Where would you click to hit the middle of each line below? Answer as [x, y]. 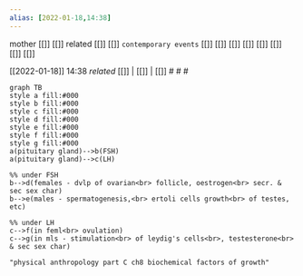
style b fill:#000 [44, 103]
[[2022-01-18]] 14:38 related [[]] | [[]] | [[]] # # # [99, 71]
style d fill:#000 [44, 119]
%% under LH [32, 222]
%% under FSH [34, 175]
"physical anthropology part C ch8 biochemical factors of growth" [140, 262]
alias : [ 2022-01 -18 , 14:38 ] [60, 18]
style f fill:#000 [44, 135]
